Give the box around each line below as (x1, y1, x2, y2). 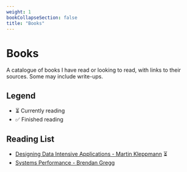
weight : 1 (6, 9, 32, 15)
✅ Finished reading (15, 116, 64, 123)
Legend (6, 91, 36, 101)
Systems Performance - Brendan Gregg (15, 159, 115, 166)
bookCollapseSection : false (6, 15, 78, 21)
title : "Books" (6, 20, 45, 26)
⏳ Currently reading (15, 107, 65, 114)
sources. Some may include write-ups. (6, 73, 104, 80)
